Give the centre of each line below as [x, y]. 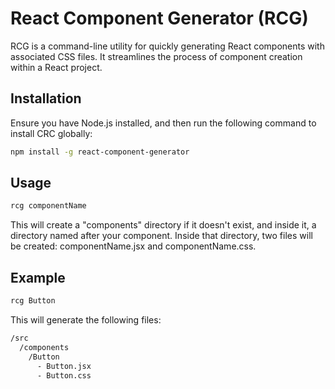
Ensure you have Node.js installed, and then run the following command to [163, 123]
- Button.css [64, 375]
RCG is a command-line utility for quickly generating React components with [167, 46]
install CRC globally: [51, 133]
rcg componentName [48, 206]
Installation [46, 98]
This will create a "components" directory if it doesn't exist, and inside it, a [163, 225]
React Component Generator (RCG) [159, 18]
